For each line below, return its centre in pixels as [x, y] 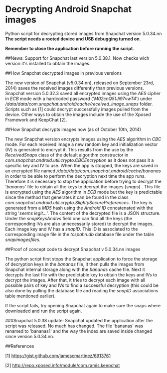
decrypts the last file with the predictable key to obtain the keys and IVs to [81, 274]
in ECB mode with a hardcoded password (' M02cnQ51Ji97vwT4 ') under [79, 99]
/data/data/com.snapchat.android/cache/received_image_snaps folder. [79, 104]
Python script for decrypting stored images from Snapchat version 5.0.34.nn [83, 33]
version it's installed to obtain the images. [48, 63]
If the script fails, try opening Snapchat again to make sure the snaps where [83, 305]
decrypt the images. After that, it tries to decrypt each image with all [75, 280]
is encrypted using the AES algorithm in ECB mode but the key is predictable [84, 192]
